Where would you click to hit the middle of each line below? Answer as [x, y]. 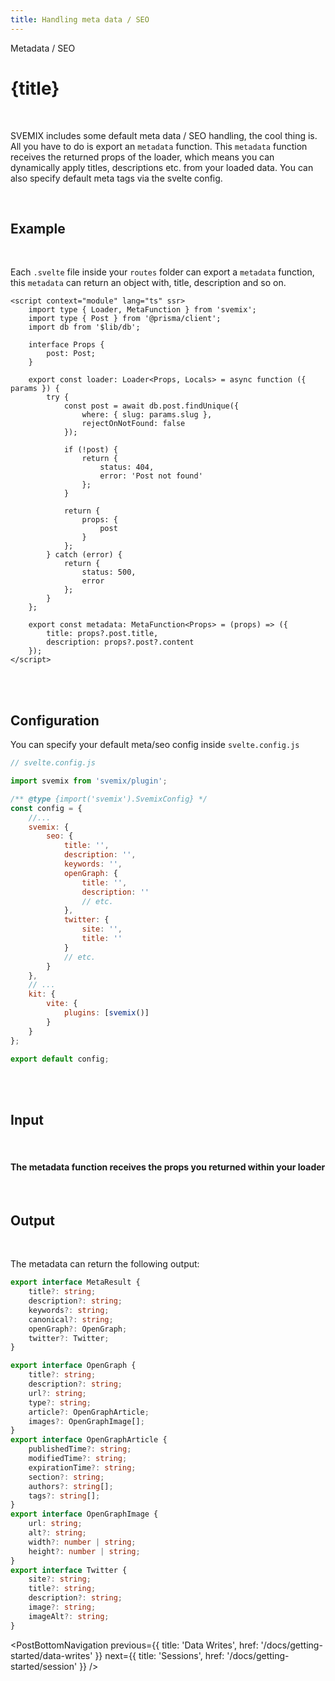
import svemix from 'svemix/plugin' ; [89, 781]
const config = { [46, 808]
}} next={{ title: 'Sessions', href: [159, 1655]
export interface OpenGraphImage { [84, 1514]
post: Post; [71, 354]
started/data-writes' [51, 1655]
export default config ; [60, 1059]
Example [38, 228]
